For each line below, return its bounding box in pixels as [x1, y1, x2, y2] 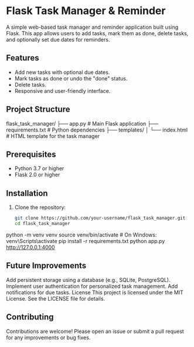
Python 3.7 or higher [14, 165, 64, 172]
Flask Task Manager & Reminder [6, 4, 166, 18]
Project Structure [6, 105, 70, 114]
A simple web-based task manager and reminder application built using [6, 23, 179, 31]
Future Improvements [6, 261, 87, 271]
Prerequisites [6, 149, 56, 159]
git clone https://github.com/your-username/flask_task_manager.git [14, 215, 186, 221]
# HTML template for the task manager [6, 132, 100, 139]
